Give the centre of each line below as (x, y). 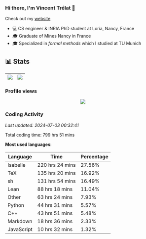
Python (16, 205)
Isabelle (17, 165)
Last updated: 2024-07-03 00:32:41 (42, 125)
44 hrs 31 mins (55, 205)
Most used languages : (28, 144)
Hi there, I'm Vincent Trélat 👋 (40, 8)
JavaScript (20, 229)
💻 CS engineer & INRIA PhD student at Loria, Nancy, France (73, 29)
